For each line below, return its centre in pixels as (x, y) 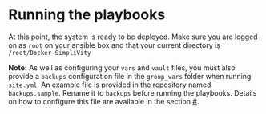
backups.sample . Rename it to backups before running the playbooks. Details (133, 92)
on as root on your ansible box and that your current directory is (114, 45)
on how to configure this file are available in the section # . (104, 101)
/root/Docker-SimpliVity (50, 53)
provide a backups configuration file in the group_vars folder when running (130, 76)
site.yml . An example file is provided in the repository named (110, 85)
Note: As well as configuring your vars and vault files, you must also (122, 67)
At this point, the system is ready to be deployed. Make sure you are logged (133, 37)
